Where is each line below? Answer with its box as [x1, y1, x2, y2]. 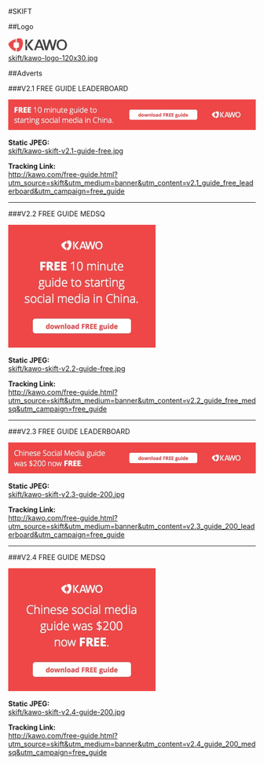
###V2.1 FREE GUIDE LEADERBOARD [8, 84, 129, 93]
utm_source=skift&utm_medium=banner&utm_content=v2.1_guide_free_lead [8, 178, 254, 188]
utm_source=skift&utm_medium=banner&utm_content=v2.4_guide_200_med [8, 739, 256, 748]
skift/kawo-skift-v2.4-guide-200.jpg [8, 707, 126, 716]
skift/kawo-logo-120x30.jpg [8, 53, 98, 62]
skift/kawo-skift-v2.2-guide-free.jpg [8, 364, 126, 373]
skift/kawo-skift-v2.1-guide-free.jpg [8, 146, 124, 156]
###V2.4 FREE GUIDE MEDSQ [8, 552, 106, 561]
